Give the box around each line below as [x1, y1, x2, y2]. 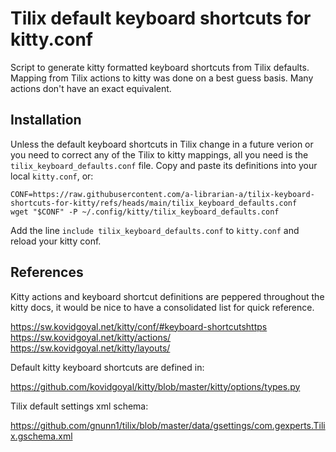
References [10, 264, 84, 281]
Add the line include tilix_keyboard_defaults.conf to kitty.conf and [10, 224, 300, 236]
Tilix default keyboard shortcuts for [10, 7, 312, 30]
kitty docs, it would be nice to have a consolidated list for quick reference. [10, 301, 315, 313]
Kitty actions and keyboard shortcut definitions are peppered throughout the [10, 290, 325, 302]
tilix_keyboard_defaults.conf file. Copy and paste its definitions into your [10, 159, 318, 171]
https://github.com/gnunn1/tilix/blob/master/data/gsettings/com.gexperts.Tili [10, 419, 326, 431]
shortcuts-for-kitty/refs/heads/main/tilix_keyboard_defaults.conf [10, 198, 298, 208]
